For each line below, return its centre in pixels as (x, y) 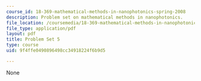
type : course (22, 45)
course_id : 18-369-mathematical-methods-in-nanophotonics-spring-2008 (96, 12)
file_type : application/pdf (41, 28)
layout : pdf (21, 34)
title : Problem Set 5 (33, 39)
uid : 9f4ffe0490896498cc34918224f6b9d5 (56, 51)
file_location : (25, 23)
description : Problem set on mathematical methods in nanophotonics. (95, 17)
